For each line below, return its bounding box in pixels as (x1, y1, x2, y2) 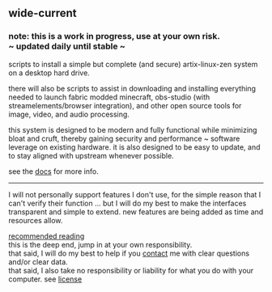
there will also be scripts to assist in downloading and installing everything (8, 83, 257, 93)
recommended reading (8, 231, 85, 241)
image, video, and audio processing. (8, 109, 130, 119)
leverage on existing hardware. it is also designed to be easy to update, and (8, 142, 261, 152)
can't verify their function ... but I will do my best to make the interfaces (8, 198, 247, 208)
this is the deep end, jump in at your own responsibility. (8, 239, 193, 249)
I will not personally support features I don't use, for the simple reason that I (8, 189, 261, 199)
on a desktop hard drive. (8, 68, 91, 78)
